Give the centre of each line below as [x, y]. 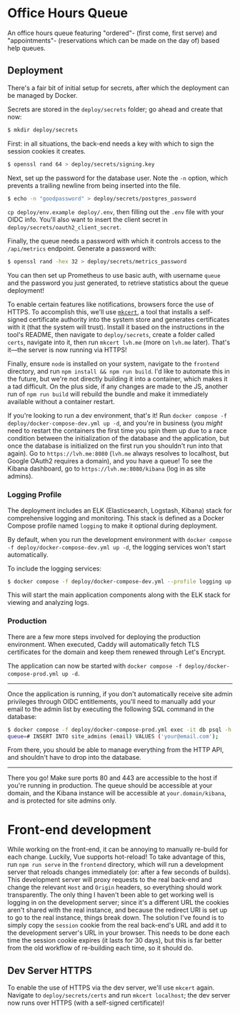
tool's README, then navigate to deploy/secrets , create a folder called [111, 335]
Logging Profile [35, 495]
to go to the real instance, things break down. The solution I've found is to [116, 918]
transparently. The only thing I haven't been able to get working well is [111, 895]
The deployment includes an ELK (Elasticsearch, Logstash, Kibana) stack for [120, 510]
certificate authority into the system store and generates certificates [129, 320]
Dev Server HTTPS [50, 970]
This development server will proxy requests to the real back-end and [110, 880]
